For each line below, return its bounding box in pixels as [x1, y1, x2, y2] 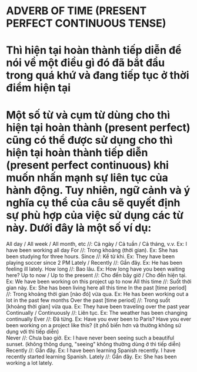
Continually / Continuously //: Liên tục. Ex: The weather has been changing [6, 310, 188, 317]
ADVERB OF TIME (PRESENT [6, 4, 147, 18]
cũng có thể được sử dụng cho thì [6, 133, 173, 147]
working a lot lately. [6, 360, 54, 367]
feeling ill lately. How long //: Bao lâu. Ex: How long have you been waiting [6, 265, 185, 272]
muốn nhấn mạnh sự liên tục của [6, 171, 169, 184]
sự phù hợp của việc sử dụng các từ [6, 208, 184, 222]
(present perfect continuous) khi [6, 158, 169, 172]
